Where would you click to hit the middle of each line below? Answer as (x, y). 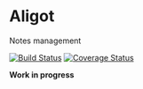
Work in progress (42, 74)
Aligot (32, 16)
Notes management (45, 41)
